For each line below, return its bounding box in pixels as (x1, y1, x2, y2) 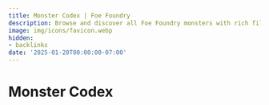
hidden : (8, 33, 34, 42)
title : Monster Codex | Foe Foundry (8, 11, 130, 20)
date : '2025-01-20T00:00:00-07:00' (8, 49, 127, 56)
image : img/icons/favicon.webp (8, 26, 113, 34)
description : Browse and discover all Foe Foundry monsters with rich (8, 19, 249, 27)
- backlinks (8, 41, 48, 49)
